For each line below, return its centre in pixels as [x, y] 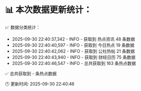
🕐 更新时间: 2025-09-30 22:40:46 [40, 84]
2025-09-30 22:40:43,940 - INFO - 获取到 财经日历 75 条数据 [74, 57]
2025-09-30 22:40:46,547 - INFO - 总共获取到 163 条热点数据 [74, 63]
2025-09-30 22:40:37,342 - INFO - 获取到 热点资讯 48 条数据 [73, 39]
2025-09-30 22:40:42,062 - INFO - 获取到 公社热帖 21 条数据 [73, 51]
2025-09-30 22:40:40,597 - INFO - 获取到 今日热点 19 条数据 [73, 45]
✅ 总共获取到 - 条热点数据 [31, 74]
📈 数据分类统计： [23, 27]
